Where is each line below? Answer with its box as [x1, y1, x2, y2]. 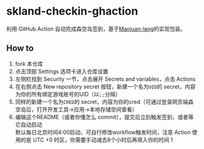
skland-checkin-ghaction [6, 4, 138, 18]
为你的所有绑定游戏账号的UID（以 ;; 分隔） [15, 90, 121, 98]
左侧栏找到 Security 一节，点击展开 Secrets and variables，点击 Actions [15, 75, 196, 83]
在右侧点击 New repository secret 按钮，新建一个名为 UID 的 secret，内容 [15, 83, 196, 90]
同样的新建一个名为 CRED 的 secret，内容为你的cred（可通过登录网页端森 [15, 98, 194, 105]
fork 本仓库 [15, 60, 44, 68]
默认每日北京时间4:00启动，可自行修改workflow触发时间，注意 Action [15, 128, 191, 136]
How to [6, 43, 34, 54]
